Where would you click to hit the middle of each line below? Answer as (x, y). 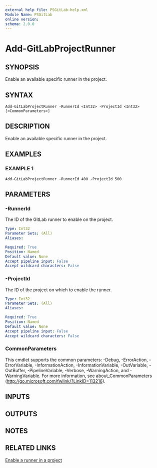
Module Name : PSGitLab (29, 15)
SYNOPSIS (22, 67)
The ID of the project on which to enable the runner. (58, 290)
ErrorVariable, (19, 365)
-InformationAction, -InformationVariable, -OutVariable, (91, 365)
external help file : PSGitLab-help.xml (47, 10)
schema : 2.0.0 (20, 24)
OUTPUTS (21, 414)
